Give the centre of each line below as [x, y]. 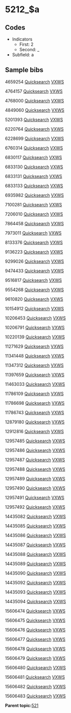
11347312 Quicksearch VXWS [35, 365]
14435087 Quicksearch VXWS [35, 545]
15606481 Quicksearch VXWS [35, 677]
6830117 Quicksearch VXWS [34, 157]
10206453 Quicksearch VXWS [35, 318]
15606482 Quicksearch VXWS [35, 686]
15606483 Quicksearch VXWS [35, 696]
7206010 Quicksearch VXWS [34, 214]
